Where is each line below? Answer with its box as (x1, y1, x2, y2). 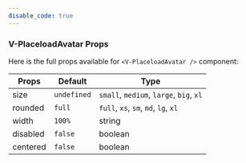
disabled (12, 128, 45, 139)
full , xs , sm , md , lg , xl (99, 102, 179, 113)
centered (12, 141, 46, 153)
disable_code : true (8, 11, 74, 20)
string (99, 115, 121, 126)
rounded (12, 102, 45, 113)
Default (58, 75, 87, 87)
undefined (54, 90, 91, 99)
